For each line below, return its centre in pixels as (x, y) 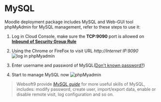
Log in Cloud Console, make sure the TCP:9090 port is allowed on (78, 36)
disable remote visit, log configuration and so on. (65, 94)
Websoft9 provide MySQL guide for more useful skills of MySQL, (81, 84)
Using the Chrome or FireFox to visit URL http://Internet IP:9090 (75, 51)
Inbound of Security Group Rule (44, 41)
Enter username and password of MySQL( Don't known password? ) (78, 65)
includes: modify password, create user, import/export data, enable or (86, 89)
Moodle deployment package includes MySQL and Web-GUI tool (69, 22)
